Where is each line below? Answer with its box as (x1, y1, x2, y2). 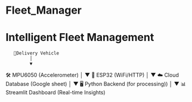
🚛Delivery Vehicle (13, 50, 60, 56)
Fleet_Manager (5, 4, 82, 17)
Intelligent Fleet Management (5, 31, 154, 44)
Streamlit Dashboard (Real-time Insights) (5, 89, 106, 96)
